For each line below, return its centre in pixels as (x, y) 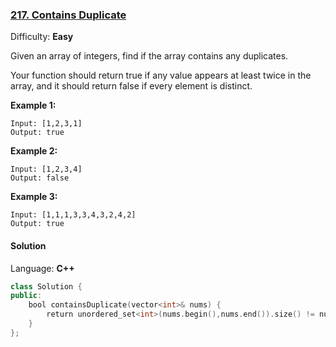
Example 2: (34, 151)
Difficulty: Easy (42, 37)
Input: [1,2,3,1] (46, 124)
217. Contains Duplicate (68, 15)
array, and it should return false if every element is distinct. (131, 86)
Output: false (40, 178)
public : (26, 296)
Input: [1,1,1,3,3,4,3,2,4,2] (73, 215)
